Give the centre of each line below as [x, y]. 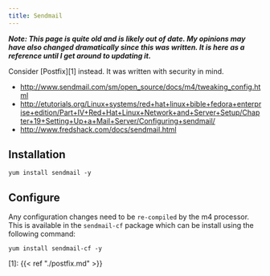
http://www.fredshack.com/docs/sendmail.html [98, 129]
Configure [34, 197]
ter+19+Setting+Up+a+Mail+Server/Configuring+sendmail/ [117, 120]
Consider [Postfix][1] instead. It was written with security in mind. [116, 71]
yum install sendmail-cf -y [55, 249]
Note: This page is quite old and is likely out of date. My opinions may [127, 39]
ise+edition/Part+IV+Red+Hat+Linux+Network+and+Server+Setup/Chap [140, 112]
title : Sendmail [35, 16]
